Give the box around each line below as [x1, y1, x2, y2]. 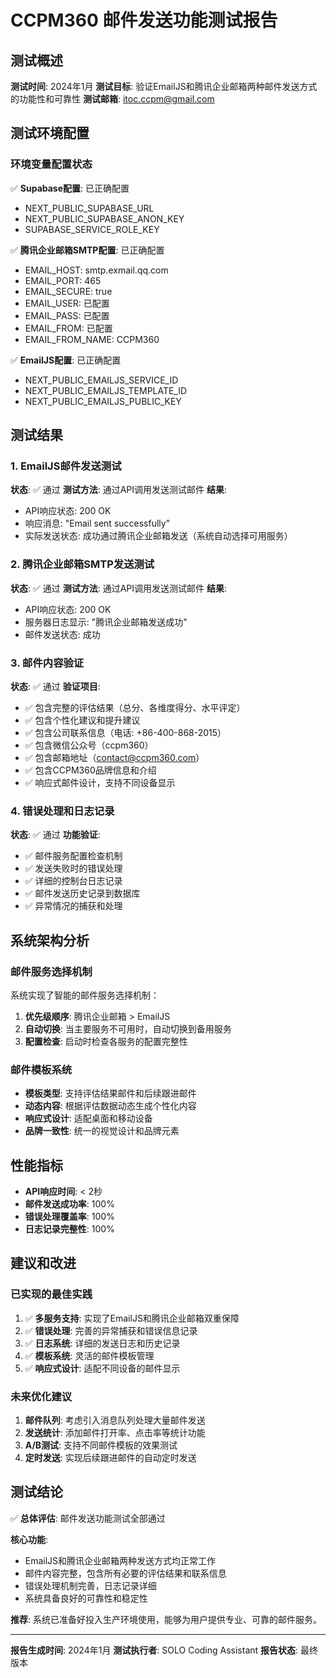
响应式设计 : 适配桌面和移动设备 [24, 1112, 153, 1125]
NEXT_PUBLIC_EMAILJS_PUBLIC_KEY [24, 395, 182, 407]
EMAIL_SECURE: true [24, 285, 113, 297]
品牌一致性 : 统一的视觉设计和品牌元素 [24, 1125, 180, 1137]
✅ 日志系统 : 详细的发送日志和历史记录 [24, 1337, 181, 1349]
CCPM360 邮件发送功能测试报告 [10, 9, 278, 32]
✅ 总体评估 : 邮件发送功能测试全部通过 [10, 1512, 166, 1524]
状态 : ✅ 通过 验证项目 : [10, 680, 101, 692]
